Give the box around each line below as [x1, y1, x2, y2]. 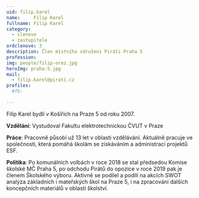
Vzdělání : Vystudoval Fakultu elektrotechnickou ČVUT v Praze [6, 122, 164, 129]
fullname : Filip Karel [6, 20, 64, 26]
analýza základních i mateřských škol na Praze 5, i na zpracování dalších [6, 178, 189, 185]
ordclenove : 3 [6, 43, 43, 49]
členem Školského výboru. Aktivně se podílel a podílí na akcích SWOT [6, 171, 181, 179]
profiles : [6, 83, 32, 89]
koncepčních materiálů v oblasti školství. [6, 184, 108, 192]
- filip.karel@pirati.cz [12, 77, 75, 83]
